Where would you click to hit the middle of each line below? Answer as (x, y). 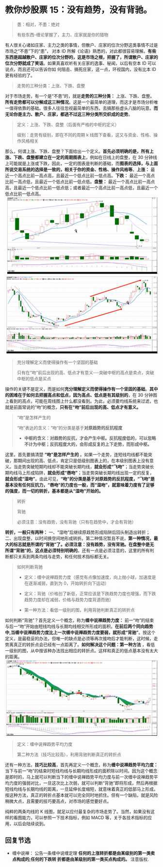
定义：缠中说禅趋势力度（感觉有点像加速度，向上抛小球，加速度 (88, 577)
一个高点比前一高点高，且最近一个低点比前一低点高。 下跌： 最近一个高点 (82, 175)
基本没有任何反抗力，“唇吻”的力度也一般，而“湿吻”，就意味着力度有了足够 (80, 485)
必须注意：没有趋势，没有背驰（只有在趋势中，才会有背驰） (76, 522)
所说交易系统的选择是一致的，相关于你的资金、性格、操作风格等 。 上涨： (77, 169)
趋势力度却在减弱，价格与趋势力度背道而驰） (69, 600)
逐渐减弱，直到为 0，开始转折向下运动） (69, 583)
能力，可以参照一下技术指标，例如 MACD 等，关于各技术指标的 (85, 818)
